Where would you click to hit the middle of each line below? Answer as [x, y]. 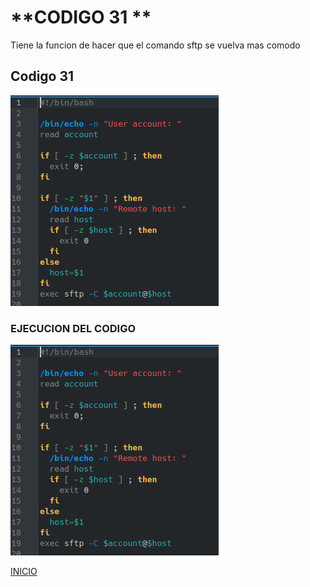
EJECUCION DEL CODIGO [73, 328]
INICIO [24, 572]
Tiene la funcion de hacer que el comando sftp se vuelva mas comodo [155, 45]
